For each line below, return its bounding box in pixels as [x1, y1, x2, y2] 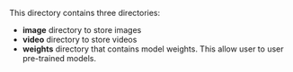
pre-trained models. [22, 53, 97, 63]
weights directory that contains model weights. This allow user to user [22, 44, 284, 54]
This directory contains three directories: [9, 8, 161, 18]
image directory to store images [22, 25, 142, 35]
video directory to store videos [22, 35, 138, 44]
